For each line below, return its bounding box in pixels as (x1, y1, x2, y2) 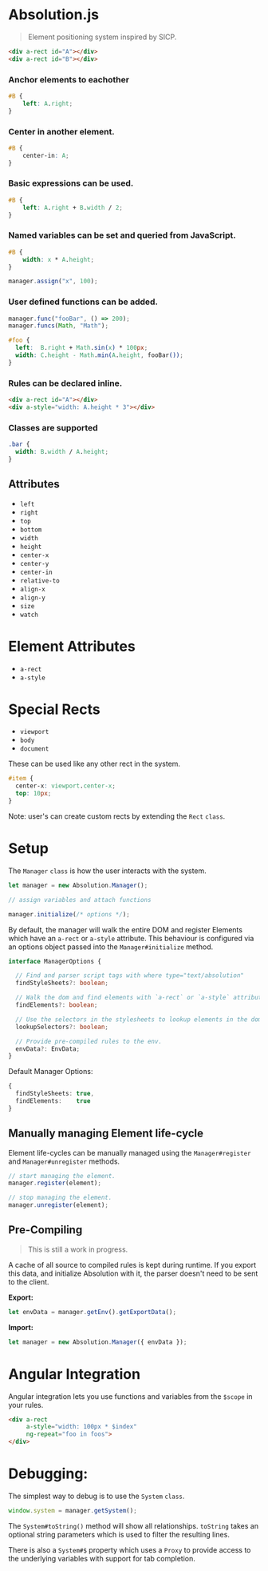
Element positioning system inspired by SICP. (27, 32, 177, 42)
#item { (8, 775, 34, 783)
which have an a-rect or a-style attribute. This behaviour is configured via (8, 933, 254, 943)
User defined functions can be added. (8, 296, 158, 307)
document (19, 745, 49, 753)
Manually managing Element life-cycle (8, 1127, 203, 1140)
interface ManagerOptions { (8, 957, 102, 965)
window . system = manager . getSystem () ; (8, 1507, 137, 1515)
